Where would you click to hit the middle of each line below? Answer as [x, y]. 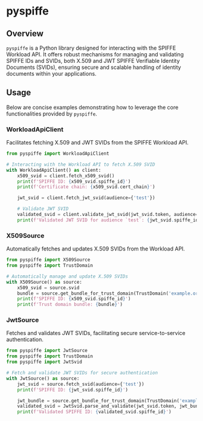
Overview [25, 34]
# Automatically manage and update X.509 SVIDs [67, 276]
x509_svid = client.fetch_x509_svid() [66, 176]
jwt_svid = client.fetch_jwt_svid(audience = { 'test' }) [86, 198]
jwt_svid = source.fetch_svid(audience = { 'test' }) [81, 384]
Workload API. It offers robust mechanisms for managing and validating [95, 54]
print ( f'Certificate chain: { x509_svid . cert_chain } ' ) [86, 187]
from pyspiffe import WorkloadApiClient [58, 154]
